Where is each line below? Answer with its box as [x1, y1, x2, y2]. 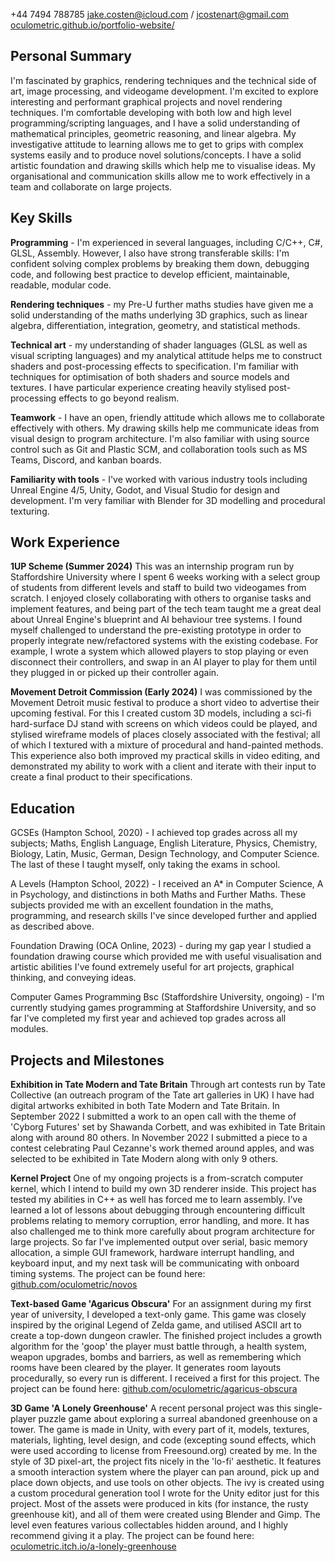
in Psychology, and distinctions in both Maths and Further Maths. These [10, 889, 307, 901]
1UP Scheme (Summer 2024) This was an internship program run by [10, 560, 295, 573]
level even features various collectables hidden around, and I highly [10, 1519, 289, 1531]
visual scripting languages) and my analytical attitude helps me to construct [10, 349, 322, 361]
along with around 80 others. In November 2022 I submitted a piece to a [10, 1132, 308, 1144]
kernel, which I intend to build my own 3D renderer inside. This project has [10, 1183, 317, 1195]
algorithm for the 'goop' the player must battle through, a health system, [10, 1340, 308, 1353]
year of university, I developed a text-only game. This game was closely [10, 1309, 307, 1321]
